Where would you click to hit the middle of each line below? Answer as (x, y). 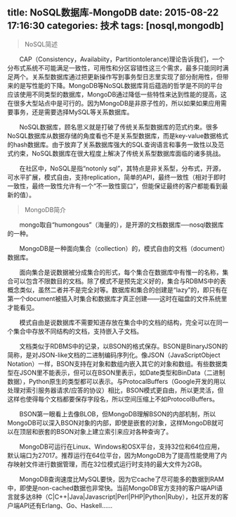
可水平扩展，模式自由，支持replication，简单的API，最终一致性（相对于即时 (117, 177)
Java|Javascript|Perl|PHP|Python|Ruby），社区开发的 (146, 497)
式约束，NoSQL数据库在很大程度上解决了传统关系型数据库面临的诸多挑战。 (116, 153)
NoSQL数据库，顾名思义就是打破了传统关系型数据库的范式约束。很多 (119, 127)
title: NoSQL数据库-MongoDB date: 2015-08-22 (113, 13)
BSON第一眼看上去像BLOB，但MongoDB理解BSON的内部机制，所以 (118, 413)
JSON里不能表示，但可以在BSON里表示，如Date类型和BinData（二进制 (122, 373)
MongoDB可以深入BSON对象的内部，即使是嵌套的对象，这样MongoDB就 (112, 423)
